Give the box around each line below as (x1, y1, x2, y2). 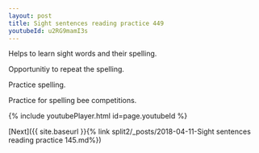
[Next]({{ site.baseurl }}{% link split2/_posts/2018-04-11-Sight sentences (8, 126, 252, 137)
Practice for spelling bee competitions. (8, 96, 137, 105)
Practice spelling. (8, 80, 66, 89)
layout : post (8, 11, 52, 20)
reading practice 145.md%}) (8, 135, 102, 145)
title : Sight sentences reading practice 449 (8, 19, 164, 27)
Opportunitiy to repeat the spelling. (8, 64, 125, 74)
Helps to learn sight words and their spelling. (8, 49, 157, 59)
